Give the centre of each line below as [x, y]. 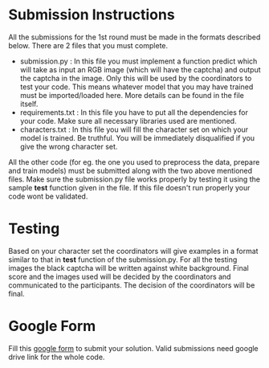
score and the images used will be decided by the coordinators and [120, 276]
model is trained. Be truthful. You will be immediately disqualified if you [137, 137]
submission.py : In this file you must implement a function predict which [139, 61]
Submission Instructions [92, 15]
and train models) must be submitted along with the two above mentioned [130, 170]
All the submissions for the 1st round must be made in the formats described [134, 37]
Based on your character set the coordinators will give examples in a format [133, 251]
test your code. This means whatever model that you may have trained [137, 87]
